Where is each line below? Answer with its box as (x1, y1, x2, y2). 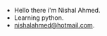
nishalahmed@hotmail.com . (13, 21, 95, 29)
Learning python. (13, 13, 64, 22)
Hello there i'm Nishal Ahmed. (13, 6, 101, 14)
